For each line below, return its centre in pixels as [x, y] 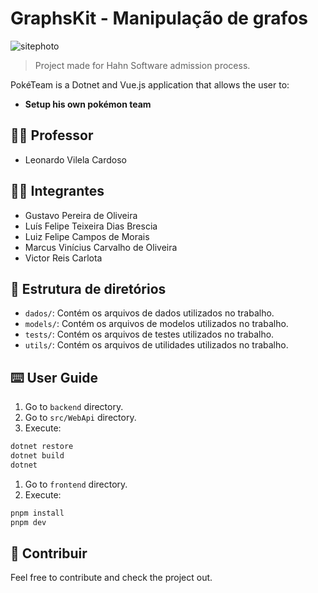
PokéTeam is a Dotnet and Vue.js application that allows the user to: [150, 84]
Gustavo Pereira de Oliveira [81, 215]
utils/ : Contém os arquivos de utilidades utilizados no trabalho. [156, 345]
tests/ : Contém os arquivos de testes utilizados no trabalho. [149, 334]
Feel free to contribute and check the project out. [111, 578]
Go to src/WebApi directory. [80, 418]
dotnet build [37, 456]
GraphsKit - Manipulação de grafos [159, 18]
